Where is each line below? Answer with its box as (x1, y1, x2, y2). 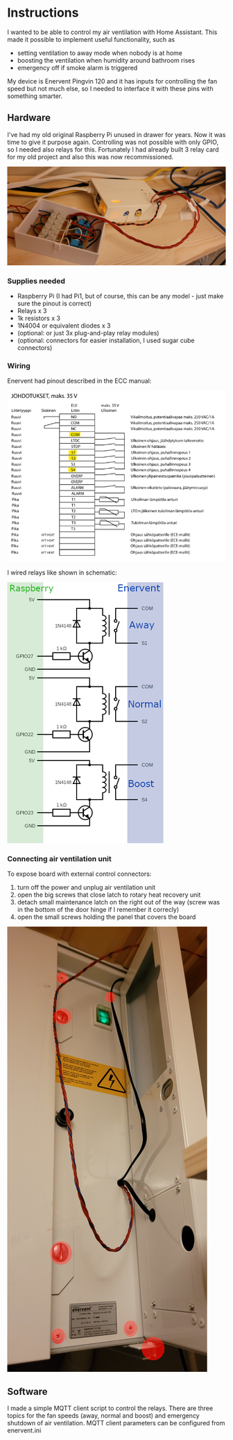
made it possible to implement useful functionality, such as (7, 35, 175, 43)
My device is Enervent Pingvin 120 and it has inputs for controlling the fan (7, 77, 217, 85)
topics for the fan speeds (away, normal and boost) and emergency (7, 1411, 200, 1420)
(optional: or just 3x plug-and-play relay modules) (17, 328, 159, 337)
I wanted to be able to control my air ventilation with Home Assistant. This (7, 28, 218, 36)
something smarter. (7, 92, 63, 100)
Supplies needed (7, 276, 66, 286)
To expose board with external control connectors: (7, 870, 152, 878)
